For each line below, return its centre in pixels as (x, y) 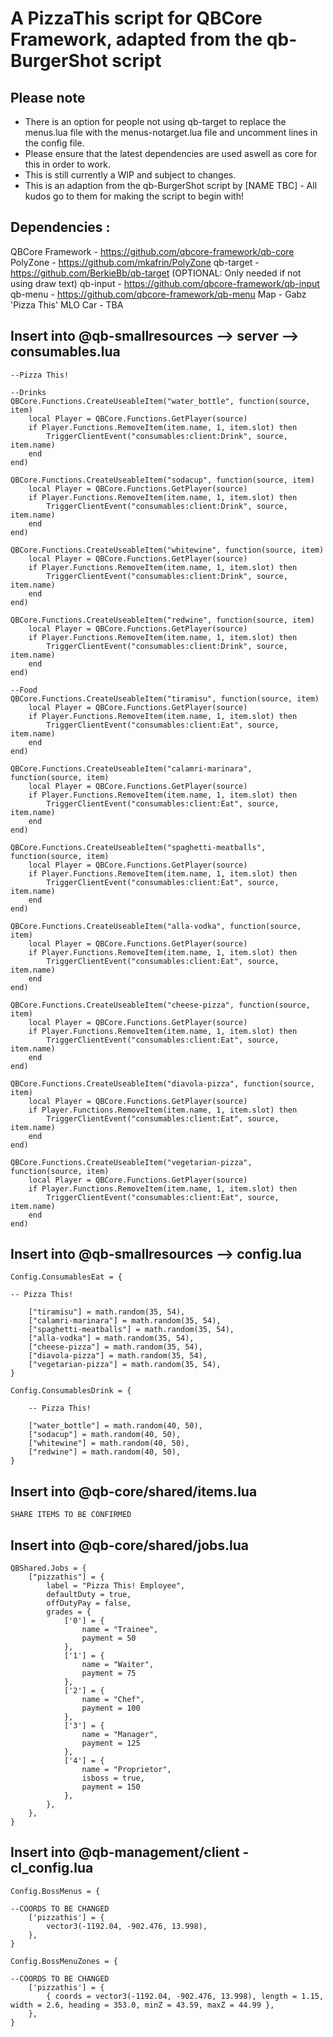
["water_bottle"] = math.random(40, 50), (115, 1426)
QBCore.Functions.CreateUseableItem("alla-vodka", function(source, (156, 926)
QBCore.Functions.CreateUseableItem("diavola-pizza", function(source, (162, 1083)
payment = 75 (109, 1673)
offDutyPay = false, (89, 1603)
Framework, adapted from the (136, 39)
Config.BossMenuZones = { (64, 1961)
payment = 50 (109, 1638)
